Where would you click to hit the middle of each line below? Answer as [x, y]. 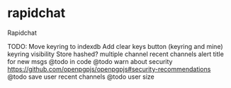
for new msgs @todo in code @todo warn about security [90, 61]
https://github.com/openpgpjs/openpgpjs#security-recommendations [109, 69]
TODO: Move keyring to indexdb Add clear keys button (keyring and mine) [115, 46]
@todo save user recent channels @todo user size [81, 77]
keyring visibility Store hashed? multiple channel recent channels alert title [116, 54]
